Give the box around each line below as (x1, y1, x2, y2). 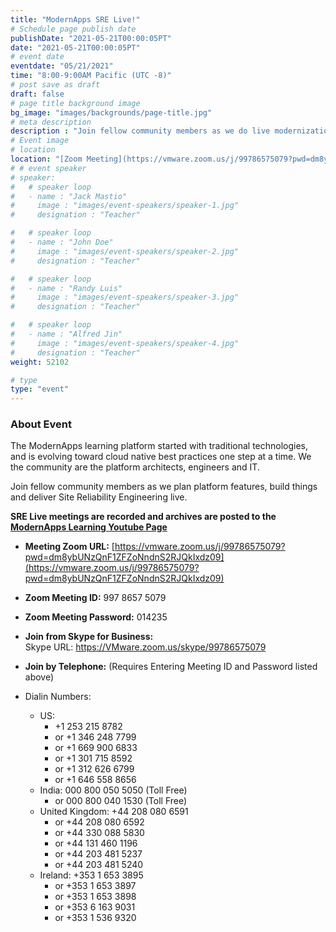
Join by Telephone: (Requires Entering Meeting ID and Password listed (24, 661, 318, 673)
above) (24, 671, 55, 683)
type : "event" (10, 384, 70, 395)
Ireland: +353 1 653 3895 (39, 869, 144, 881)
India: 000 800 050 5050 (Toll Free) (39, 784, 188, 796)
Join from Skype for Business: (24, 631, 154, 643)
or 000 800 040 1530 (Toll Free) (54, 795, 188, 807)
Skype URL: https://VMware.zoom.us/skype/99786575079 (24, 641, 267, 653)
